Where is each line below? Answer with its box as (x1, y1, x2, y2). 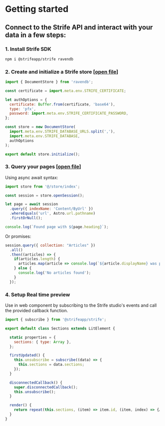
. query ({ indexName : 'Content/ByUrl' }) (9, 206, 93, 211)
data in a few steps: (5, 31, 66, 39)
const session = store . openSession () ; (5, 193, 84, 198)
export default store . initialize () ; (5, 152, 80, 157)
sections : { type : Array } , (14, 339, 71, 344)
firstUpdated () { (9, 353, 45, 358)
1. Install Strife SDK (5, 45, 52, 52)
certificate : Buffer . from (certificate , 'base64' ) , (9, 102, 115, 107)
